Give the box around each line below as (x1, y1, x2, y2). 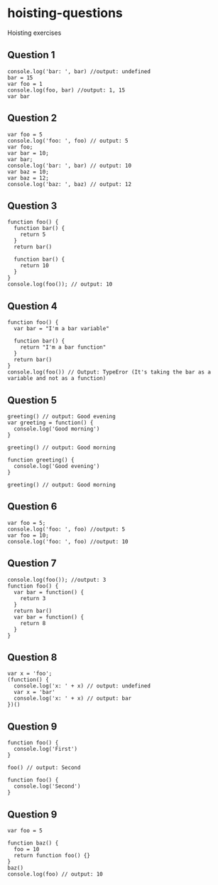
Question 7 (7, 558, 57, 570)
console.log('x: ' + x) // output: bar (13, 695, 132, 702)
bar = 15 (7, 74, 33, 81)
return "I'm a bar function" (20, 344, 107, 351)
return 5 (20, 231, 46, 239)
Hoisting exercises (7, 28, 62, 37)
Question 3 (7, 200, 58, 212)
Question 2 (7, 112, 58, 124)
